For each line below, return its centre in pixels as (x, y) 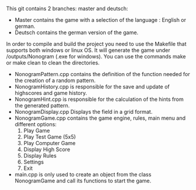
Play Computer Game (49, 143)
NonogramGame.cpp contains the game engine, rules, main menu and (100, 118)
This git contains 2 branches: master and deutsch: (67, 9)
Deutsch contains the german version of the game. (76, 32)
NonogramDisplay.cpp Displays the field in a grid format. (84, 112)
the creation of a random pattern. (55, 80)
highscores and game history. (51, 93)
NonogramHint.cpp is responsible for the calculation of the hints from (99, 99)
